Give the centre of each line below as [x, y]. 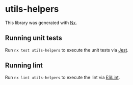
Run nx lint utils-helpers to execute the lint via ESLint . [63, 77]
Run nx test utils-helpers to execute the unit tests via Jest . [67, 50]
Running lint [24, 66]
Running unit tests [34, 38]
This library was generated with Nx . [41, 23]
